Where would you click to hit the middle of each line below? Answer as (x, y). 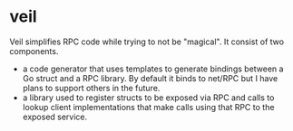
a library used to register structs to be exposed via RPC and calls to (148, 98)
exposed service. (55, 117)
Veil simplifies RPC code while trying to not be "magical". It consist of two (146, 42)
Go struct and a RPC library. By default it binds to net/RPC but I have (150, 78)
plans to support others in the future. (91, 88)
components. (34, 51)
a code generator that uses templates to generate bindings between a (153, 69)
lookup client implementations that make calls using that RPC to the (148, 107)
